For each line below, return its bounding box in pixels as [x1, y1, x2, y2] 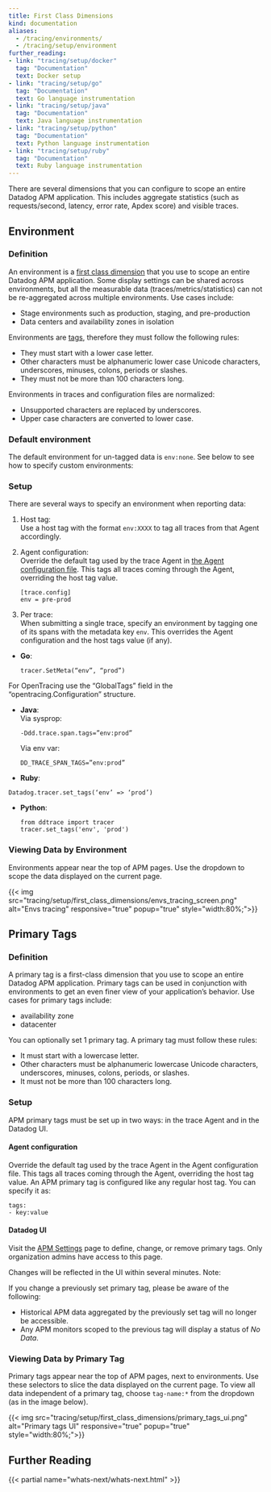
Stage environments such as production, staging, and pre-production [19, 308, 251, 318]
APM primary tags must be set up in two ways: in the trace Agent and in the [8, 1115, 260, 1125]
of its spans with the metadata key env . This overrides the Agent [19, 627, 234, 637]
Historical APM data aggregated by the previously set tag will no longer [19, 1307, 257, 1317]
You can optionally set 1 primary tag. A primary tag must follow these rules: [8, 1036, 258, 1045]
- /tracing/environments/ [15, 34, 103, 43]
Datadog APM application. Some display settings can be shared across [8, 275, 244, 285]
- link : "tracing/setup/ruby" [8, 147, 110, 155]
